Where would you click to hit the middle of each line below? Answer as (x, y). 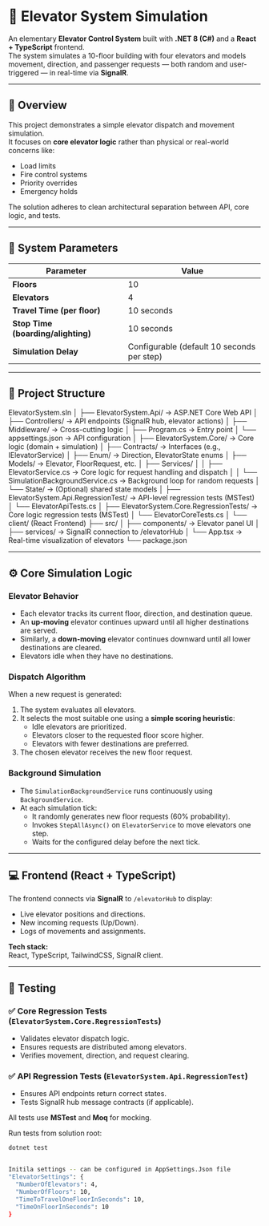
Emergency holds (49, 191)
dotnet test (28, 1148)
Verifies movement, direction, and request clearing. (104, 1056)
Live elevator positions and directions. (82, 914)
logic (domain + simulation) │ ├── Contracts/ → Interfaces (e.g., (115, 447)
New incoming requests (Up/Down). (79, 923)
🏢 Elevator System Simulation (108, 16)
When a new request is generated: (65, 694)
